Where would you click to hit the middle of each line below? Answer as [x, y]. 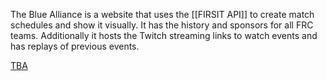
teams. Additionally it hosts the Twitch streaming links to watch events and [164, 35]
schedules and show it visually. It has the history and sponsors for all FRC [162, 25]
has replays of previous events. [75, 46]
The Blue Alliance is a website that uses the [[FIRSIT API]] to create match [162, 14]
